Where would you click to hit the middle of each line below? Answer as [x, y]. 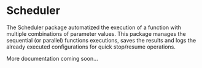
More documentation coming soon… [52, 58]
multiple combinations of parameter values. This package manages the [96, 33]
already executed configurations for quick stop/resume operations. [91, 47]
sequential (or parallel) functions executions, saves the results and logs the [101, 40]
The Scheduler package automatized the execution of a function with [94, 27]
